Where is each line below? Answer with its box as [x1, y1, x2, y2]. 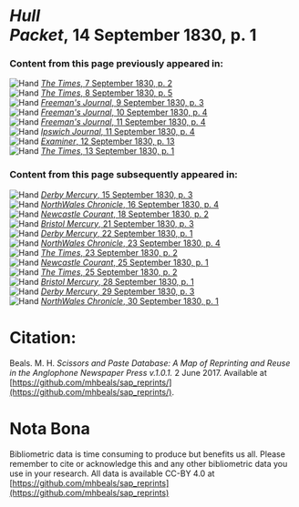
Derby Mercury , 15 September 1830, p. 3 [40, 188, 193, 200]
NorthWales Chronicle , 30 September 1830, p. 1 [40, 295, 219, 306]
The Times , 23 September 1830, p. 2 [40, 247, 178, 258]
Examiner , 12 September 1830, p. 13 [40, 136, 175, 147]
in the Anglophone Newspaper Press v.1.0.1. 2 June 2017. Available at [9, 367, 267, 378]
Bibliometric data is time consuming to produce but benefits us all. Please [9, 448, 285, 460]
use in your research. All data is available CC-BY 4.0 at [9, 468, 215, 479]
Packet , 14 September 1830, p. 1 [9, 25, 257, 46]
